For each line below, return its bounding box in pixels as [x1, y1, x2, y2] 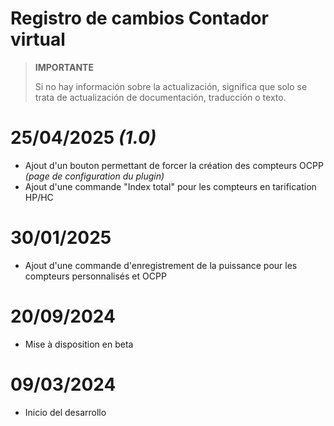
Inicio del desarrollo [24, 406, 107, 418]
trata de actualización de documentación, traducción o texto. [34, 91, 287, 103]
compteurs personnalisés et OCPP [24, 270, 167, 282]
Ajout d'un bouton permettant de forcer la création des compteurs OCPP [24, 159, 324, 171]
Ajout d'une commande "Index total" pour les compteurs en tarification [24, 180, 317, 192]
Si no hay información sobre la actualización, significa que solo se [34, 80, 308, 92]
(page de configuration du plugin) [24, 170, 165, 182]
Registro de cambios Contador [10, 7, 269, 30]
